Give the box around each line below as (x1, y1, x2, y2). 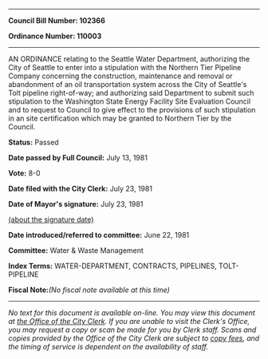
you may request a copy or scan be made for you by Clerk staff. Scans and (8, 325, 257, 334)
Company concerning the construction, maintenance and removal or (8, 71, 233, 81)
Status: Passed (8, 137, 60, 147)
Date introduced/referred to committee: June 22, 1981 (8, 231, 190, 239)
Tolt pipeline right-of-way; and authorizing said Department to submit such (8, 89, 254, 97)
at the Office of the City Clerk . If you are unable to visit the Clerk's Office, (8, 317, 250, 325)
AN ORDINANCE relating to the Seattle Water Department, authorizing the (8, 54, 250, 64)
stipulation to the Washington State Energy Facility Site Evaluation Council (8, 97, 251, 106)
